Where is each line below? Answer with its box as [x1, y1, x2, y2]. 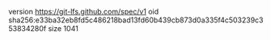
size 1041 [48, 24, 78, 33]
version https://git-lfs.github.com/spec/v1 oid [8, 7, 159, 16]
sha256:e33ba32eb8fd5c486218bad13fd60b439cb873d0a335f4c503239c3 [8, 15, 264, 25]
